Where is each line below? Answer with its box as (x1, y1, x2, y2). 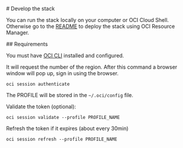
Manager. (6, 29, 30, 36)
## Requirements (6, 41, 48, 47)
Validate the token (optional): (6, 103, 77, 110)
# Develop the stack (6, 5, 55, 12)
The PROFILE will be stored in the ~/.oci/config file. (6, 92, 134, 98)
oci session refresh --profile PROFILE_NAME (6, 136, 117, 142)
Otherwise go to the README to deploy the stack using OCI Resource (6, 23, 175, 30)
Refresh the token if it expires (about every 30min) (6, 125, 129, 132)
